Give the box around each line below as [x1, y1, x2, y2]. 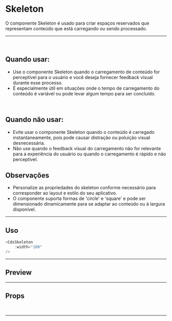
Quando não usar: [5, 115, 64, 124]
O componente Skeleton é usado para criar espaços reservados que [5, 20, 149, 26]
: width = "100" [14, 245, 42, 250]
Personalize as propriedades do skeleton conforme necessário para [12, 185, 156, 191]
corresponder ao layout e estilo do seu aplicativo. [12, 190, 117, 196]
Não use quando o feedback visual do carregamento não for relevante [12, 145, 161, 151]
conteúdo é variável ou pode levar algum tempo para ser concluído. [12, 90, 156, 96]
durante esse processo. [12, 79, 63, 86]
